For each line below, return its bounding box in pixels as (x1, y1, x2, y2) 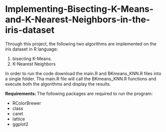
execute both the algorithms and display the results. (5, 81, 111, 87)
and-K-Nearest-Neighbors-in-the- (5, 14, 150, 25)
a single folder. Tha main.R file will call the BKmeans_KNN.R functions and (5, 76, 157, 82)
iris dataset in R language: (5, 46, 58, 52)
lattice (12, 116, 25, 122)
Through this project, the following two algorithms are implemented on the (5, 41, 157, 46)
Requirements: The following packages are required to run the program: (5, 90, 153, 96)
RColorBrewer (12, 100, 41, 106)
